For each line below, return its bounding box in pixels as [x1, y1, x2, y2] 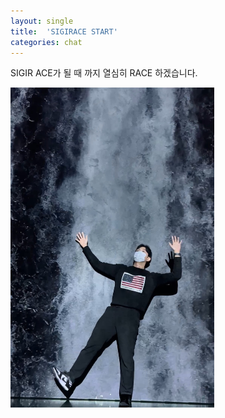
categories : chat [10, 37, 83, 47]
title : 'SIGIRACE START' [10, 26, 118, 37]
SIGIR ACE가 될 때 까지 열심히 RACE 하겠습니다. [10, 67, 198, 79]
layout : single [10, 16, 74, 26]
